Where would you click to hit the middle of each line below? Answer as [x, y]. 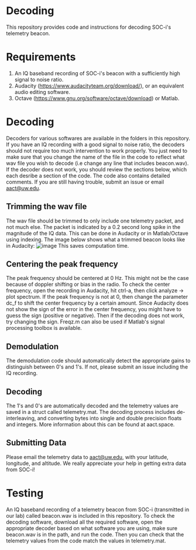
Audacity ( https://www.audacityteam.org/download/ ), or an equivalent [99, 86]
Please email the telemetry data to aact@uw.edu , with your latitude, [87, 457]
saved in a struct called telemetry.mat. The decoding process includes [91, 412]
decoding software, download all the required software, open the [84, 522]
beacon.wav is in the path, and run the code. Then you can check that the [95, 534]
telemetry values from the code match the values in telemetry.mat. [86, 541]
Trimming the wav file [47, 207]
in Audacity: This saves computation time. [68, 245]
